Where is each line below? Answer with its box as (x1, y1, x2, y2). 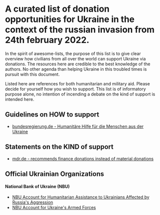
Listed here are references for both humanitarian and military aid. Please (5, 80, 150, 86)
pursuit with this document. (5, 71, 60, 77)
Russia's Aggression (12, 199, 53, 205)
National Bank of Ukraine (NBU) (5, 183, 70, 189)
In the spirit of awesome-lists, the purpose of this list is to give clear (5, 50, 141, 57)
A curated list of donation (5, 3, 110, 15)
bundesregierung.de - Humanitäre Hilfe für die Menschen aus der (12, 123, 144, 129)
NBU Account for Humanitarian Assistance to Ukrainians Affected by (12, 194, 150, 200)
